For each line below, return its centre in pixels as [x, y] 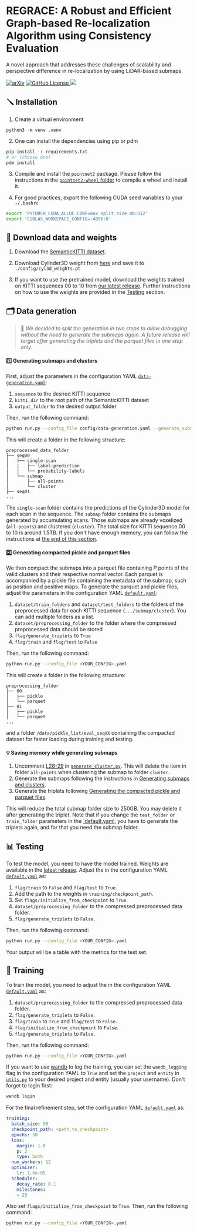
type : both [30, 1157]
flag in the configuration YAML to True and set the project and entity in [93, 1073]
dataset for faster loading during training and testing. [70, 739]
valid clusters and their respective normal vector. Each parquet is [84, 574]
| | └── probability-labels [45, 471]
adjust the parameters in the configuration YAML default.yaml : [82, 593]
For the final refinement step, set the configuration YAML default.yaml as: [95, 1108]
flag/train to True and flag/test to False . [66, 1021]
